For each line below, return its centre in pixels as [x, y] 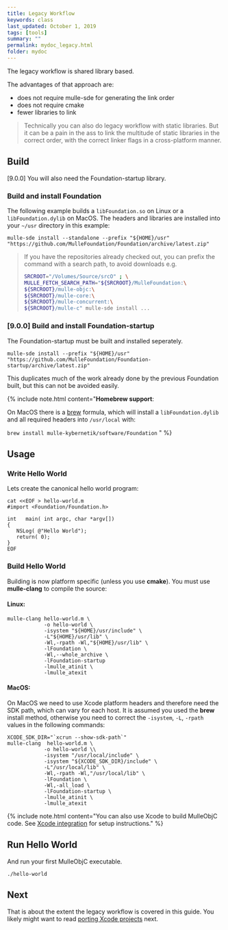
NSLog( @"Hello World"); [52, 531]
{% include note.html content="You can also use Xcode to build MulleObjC [112, 816]
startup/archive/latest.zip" [49, 365]
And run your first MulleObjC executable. [65, 861]
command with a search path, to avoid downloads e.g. [100, 264]
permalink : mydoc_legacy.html [50, 45]
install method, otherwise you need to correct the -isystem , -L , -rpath [105, 718]
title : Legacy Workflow [41, 13]
